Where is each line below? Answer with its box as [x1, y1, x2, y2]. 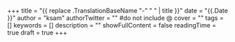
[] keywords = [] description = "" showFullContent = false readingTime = [7, 21, 217, 29]
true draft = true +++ [7, 28, 68, 36]
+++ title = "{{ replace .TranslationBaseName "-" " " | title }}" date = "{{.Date [7, 7, 228, 14]
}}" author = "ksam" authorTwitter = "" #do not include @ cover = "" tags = [7, 14, 224, 22]
